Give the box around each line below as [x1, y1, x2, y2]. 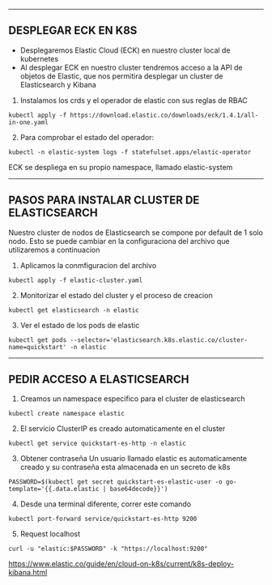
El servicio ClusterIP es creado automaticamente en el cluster [19, 424, 226, 433]
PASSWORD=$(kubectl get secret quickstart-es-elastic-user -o [8, 478, 223, 486]
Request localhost [19, 529, 81, 539]
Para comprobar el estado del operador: [19, 132, 155, 142]
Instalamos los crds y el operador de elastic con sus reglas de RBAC [19, 95, 249, 105]
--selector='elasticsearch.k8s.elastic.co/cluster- [70, 335, 249, 344]
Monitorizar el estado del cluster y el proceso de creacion [19, 290, 213, 300]
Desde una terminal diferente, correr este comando [19, 499, 192, 509]
